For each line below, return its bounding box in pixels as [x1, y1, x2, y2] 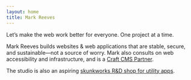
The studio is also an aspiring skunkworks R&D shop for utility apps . [6, 67, 175, 74]
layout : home [6, 8, 39, 15]
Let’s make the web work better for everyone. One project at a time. [6, 31, 174, 38]
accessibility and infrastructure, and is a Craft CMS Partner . [6, 55, 154, 63]
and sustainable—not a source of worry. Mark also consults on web [6, 49, 174, 56]
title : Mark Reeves [6, 14, 55, 20]
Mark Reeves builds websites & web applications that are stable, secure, [6, 43, 186, 50]
